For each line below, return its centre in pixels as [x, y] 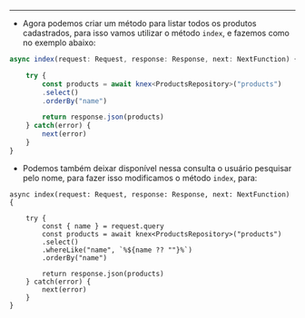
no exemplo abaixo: [59, 43]
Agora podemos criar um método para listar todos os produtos [139, 23]
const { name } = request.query [103, 226]
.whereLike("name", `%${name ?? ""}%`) [118, 250]
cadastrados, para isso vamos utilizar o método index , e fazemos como [156, 33]
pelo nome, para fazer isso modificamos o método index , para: [140, 178]
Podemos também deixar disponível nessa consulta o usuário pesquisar [157, 168]
